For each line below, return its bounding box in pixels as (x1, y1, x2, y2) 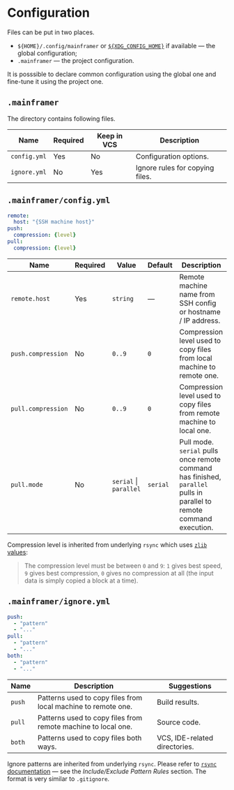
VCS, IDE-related (156, 733, 214, 743)
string (111, 295, 134, 302)
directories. (156, 742, 194, 752)
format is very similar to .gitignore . (7, 774, 110, 783)
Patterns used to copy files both (37, 733, 142, 743)
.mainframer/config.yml (7, 196, 111, 205)
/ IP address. (179, 316, 221, 325)
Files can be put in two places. (7, 28, 95, 36)
